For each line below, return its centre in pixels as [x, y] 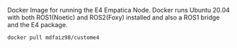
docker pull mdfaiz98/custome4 [53, 38]
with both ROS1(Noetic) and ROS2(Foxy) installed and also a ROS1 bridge [114, 17]
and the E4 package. [37, 25]
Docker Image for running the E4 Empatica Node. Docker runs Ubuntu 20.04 [118, 10]
